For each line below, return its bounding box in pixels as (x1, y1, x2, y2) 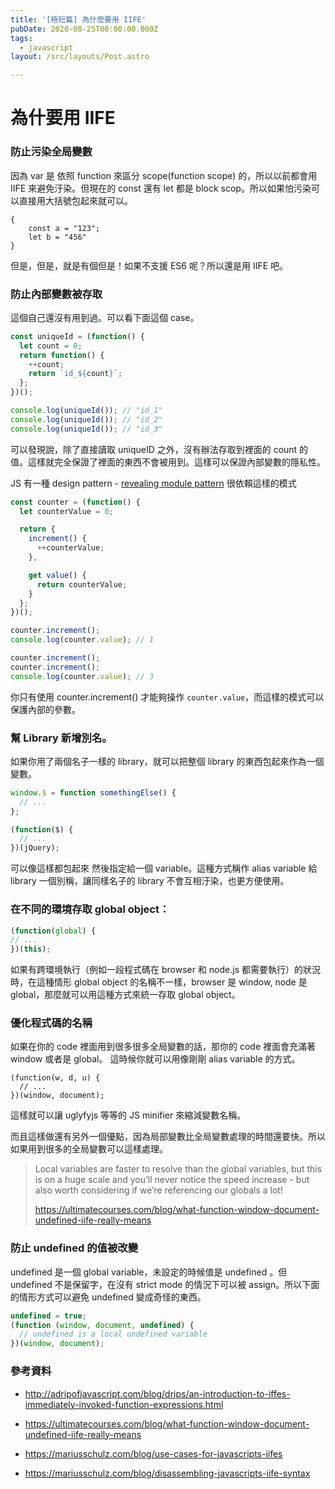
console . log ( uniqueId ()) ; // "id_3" (10, 424, 163, 434)
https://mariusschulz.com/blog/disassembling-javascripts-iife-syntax (24, 1467, 311, 1479)
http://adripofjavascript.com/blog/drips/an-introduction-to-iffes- (24, 1387, 291, 1400)
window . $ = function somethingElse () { (10, 787, 177, 798)
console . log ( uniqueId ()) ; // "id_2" (10, 414, 163, 425)
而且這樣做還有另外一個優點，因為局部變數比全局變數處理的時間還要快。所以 (10, 1131, 326, 1143)
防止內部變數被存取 (10, 287, 103, 301)
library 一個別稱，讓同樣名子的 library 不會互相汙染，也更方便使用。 (10, 875, 290, 887)
